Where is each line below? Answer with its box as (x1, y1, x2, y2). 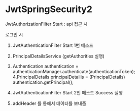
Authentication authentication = (12, 63, 79, 69)
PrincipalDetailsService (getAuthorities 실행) (12, 53, 105, 59)
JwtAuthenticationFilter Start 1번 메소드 (12, 42, 94, 48)
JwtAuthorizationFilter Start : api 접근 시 (5, 21, 88, 27)
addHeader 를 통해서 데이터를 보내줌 (12, 100, 86, 106)
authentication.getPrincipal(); (12, 79, 74, 85)
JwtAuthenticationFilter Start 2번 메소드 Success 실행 (12, 89, 123, 95)
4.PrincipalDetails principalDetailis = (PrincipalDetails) (12, 74, 125, 80)
